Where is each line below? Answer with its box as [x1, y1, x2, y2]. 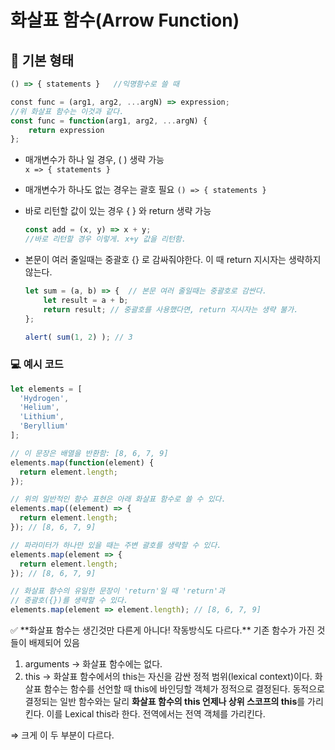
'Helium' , [19, 402, 60, 413]
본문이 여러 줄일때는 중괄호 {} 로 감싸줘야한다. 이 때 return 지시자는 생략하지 [24, 254, 322, 265]
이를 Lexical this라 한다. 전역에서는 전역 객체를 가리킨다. [46, 708, 266, 720]
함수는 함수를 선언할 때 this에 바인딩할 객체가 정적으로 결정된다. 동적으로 [43, 683, 326, 695]
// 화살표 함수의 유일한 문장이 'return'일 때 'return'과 [10, 586, 226, 596]
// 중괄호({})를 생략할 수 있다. [10, 596, 129, 606]
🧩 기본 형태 [10, 52, 75, 69]
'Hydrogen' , [19, 393, 70, 403]
